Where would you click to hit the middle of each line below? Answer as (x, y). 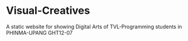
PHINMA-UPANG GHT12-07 (39, 32)
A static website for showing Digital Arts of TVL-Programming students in (94, 27)
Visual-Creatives (48, 11)
